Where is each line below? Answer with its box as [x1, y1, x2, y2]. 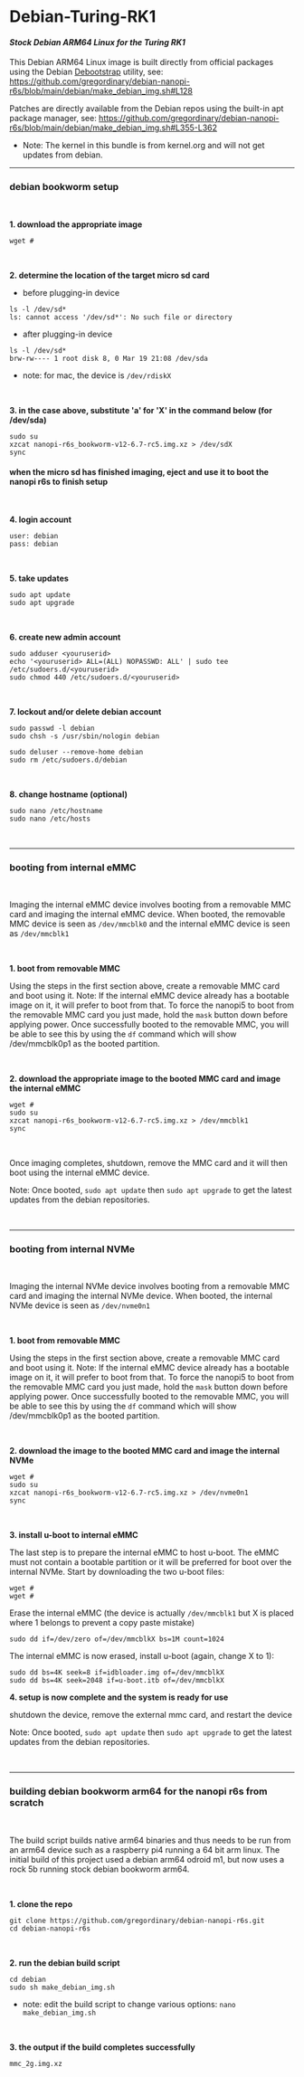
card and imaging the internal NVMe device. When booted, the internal [9, 1291, 273, 1302]
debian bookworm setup [9, 181, 119, 194]
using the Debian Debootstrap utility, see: [9, 66, 164, 78]
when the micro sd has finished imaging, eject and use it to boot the [9, 467, 270, 478]
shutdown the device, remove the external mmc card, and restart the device [9, 1710, 292, 1721]
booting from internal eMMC [9, 861, 138, 874]
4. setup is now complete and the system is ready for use [9, 1692, 229, 1702]
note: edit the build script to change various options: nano [22, 1998, 236, 2009]
